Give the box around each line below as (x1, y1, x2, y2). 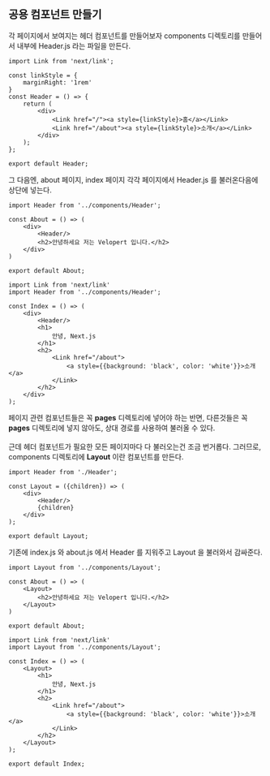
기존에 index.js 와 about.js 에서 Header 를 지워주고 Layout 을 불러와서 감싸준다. (8, 547, 263, 557)
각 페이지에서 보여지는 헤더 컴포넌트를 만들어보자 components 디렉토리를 (8, 31, 241, 41)
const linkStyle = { (8, 71, 79, 80)
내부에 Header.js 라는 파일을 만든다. (16, 41, 131, 50)
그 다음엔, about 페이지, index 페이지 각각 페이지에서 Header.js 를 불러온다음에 (8, 175, 259, 184)
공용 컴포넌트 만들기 (8, 7, 102, 22)
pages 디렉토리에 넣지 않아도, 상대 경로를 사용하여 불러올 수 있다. (8, 423, 216, 433)
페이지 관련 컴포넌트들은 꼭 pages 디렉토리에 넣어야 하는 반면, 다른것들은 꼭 (8, 412, 248, 422)
